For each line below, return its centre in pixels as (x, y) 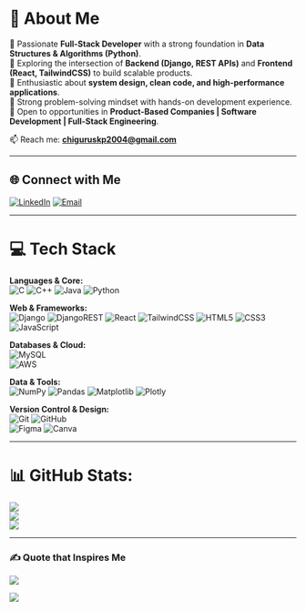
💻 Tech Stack (63, 249)
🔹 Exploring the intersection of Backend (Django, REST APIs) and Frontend (151, 63)
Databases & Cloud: (48, 344)
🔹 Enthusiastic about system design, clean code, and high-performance (147, 82)
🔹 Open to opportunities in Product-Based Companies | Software (133, 111)
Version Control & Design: (59, 409)
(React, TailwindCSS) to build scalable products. (101, 73)
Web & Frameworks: (49, 308)
